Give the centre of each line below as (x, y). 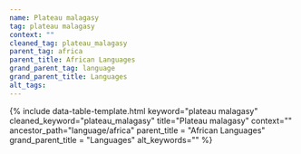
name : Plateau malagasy (54, 18)
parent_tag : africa (46, 52)
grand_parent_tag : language (63, 69)
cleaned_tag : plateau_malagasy (68, 43)
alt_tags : (28, 85)
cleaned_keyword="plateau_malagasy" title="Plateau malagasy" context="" (151, 120)
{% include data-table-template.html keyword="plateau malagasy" (134, 111)
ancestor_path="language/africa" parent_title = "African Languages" (137, 130)
